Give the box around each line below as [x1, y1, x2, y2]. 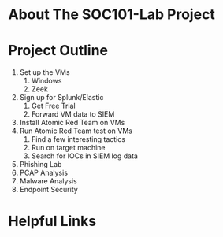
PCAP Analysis [19, 168, 69, 178]
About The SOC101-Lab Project [8, 6, 215, 24]
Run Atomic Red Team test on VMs [19, 126, 132, 135]
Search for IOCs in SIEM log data [31, 151, 138, 161]
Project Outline [8, 42, 109, 60]
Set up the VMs [19, 68, 70, 77]
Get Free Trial [31, 101, 76, 111]
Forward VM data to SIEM [31, 109, 115, 119]
